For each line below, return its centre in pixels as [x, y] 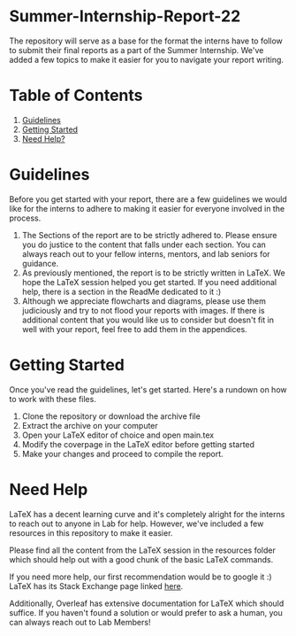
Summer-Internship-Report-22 [125, 16]
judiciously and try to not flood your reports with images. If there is [143, 310]
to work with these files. [53, 399]
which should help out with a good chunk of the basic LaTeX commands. [141, 559]
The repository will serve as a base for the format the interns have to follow [146, 41]
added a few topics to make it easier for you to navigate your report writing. [147, 59]
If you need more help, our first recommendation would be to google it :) [140, 577]
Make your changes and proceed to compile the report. [122, 454]
